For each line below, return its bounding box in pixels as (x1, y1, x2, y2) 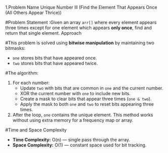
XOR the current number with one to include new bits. (20, 91, 131, 96)
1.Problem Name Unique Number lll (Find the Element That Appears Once (5, 5, 157, 10)
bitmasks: (5, 45, 26, 51)
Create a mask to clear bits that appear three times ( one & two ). (20, 96, 152, 102)
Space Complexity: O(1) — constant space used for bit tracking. (12, 142, 147, 148)
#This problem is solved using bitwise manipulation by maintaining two (5, 40, 155, 46)
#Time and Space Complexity (5, 127, 67, 133)
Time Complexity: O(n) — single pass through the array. (12, 137, 130, 142)
